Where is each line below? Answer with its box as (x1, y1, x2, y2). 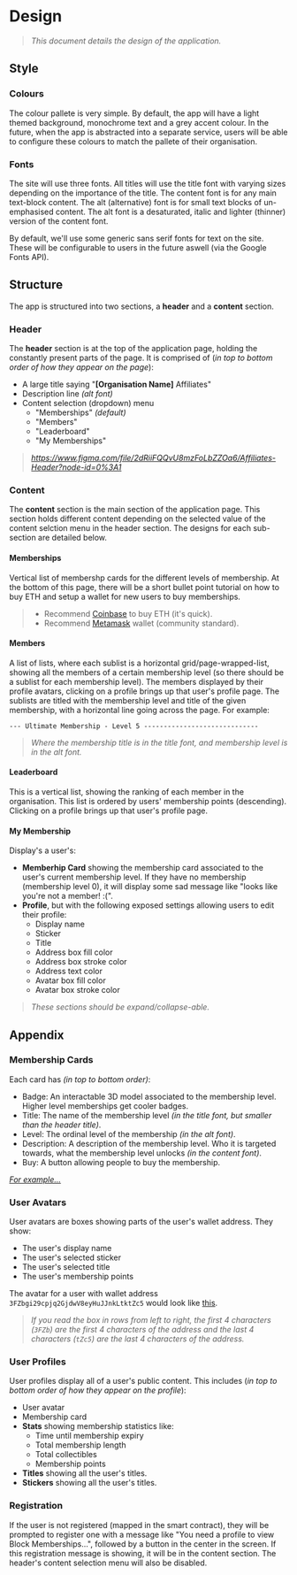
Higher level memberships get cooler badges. (21, 1100, 188, 1111)
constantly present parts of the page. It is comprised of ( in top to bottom (9, 352, 273, 364)
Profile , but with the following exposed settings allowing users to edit (21, 900, 275, 910)
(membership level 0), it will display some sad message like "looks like (21, 881, 278, 892)
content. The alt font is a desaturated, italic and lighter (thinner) (55, 206, 286, 217)
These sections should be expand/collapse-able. (30, 1002, 210, 1012)
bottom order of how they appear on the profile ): (9, 1385, 187, 1395)
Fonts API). (9, 251, 49, 262)
